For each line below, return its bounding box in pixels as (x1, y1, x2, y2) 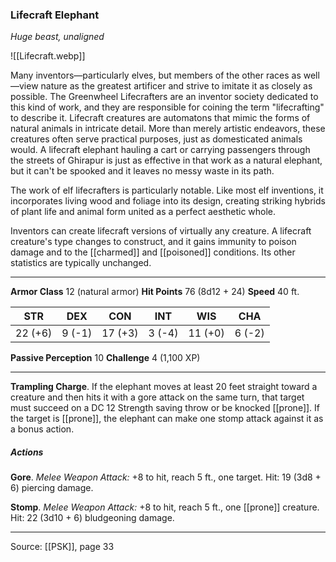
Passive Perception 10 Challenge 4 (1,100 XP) (10, 352, 201, 364)
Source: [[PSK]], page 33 (10, 541, 115, 553)
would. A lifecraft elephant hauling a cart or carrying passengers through (10, 144, 311, 156)
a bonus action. (10, 423, 75, 435)
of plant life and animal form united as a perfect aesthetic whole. (10, 206, 277, 218)
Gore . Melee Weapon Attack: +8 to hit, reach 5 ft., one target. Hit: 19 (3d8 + (10, 471, 322, 483)
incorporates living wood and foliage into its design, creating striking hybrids (10, 195, 326, 207)
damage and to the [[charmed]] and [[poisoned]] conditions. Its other (10, 246, 296, 258)
